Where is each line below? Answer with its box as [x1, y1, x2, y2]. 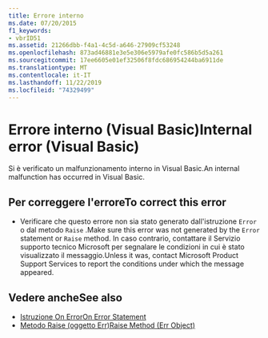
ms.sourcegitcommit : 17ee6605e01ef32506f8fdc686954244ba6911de [8, 57, 224, 65]
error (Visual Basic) [8, 137, 140, 156]
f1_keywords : [8, 26, 52, 34]
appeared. [19, 268, 54, 277]
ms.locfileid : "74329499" [8, 85, 94, 94]
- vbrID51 [8, 34, 42, 42]
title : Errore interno [8, 11, 84, 20]
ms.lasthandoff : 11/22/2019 [8, 78, 102, 86]
